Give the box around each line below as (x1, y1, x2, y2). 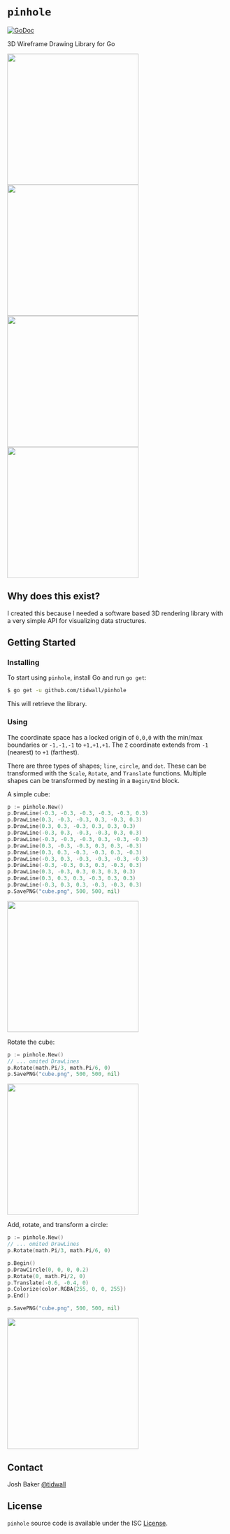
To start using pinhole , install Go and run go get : (7, 673, 147, 682)
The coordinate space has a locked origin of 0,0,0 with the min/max (7, 733, 203, 741)
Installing (7, 658, 40, 668)
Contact (7, 1461, 43, 1473)
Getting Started (7, 637, 76, 649)
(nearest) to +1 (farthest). (7, 747, 80, 757)
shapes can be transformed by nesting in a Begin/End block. (7, 776, 180, 784)
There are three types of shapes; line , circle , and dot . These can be (7, 761, 207, 770)
